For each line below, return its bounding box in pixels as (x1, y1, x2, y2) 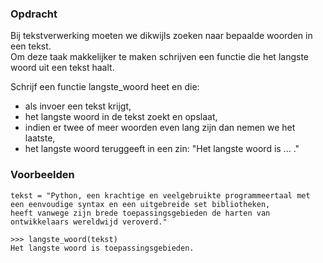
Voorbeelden (10, 168, 75, 182)
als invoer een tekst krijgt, (24, 100, 132, 112)
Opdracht (10, 7, 58, 21)
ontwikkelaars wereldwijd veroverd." (10, 217, 168, 227)
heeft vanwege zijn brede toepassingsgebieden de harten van (10, 208, 271, 218)
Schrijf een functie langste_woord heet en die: (10, 81, 200, 93)
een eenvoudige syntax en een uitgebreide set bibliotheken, (10, 199, 271, 209)
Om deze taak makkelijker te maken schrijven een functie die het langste (10, 51, 309, 63)
